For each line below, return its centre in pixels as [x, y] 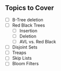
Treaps [19, 53]
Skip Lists [22, 58]
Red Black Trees [29, 25]
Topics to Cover [30, 8]
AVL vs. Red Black [38, 42]
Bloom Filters [25, 64]
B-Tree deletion [28, 19]
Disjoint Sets [25, 47]
